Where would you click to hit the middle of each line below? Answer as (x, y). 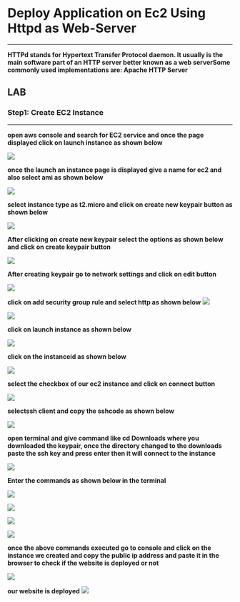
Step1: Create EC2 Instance (55, 113)
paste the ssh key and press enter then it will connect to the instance (112, 453)
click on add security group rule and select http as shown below (104, 302)
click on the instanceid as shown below (67, 356)
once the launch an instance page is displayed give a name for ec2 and (115, 170)
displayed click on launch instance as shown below (85, 142)
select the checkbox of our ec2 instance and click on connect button (111, 384)
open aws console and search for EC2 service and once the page (106, 135)
